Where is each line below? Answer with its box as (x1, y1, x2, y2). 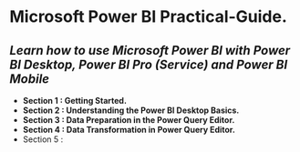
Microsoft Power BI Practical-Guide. (9, 6, 287, 27)
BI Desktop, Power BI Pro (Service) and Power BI (9, 56, 288, 72)
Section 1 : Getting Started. (22, 96, 128, 106)
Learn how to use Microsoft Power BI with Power (9, 43, 291, 58)
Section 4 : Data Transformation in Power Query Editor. (22, 125, 235, 135)
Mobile (9, 71, 50, 86)
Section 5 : (22, 134, 64, 145)
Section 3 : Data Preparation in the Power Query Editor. (22, 115, 235, 125)
